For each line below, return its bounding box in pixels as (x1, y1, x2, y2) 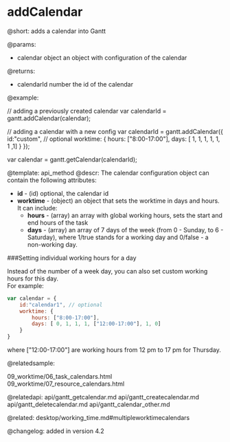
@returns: (7, 67, 36, 75)
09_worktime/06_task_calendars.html (7, 373, 113, 381)
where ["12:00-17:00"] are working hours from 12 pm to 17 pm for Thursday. (7, 346, 221, 354)
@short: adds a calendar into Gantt (7, 27, 106, 35)
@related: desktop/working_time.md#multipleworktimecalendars (7, 414, 190, 422)
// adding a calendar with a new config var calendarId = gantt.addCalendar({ (7, 127, 223, 135)
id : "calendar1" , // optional (19, 301, 103, 308)
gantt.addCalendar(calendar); (7, 114, 91, 122)
